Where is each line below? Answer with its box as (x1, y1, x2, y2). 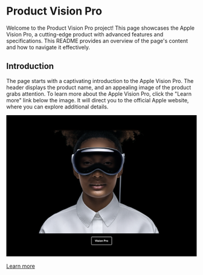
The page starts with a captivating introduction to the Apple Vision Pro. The (6, 77, 194, 84)
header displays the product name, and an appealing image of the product (6, 84, 192, 91)
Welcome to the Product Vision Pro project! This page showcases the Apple (6, 24, 195, 31)
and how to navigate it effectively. (6, 44, 91, 51)
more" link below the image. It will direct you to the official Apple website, (6, 96, 189, 104)
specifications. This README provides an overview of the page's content (6, 37, 188, 44)
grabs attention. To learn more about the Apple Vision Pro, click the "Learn (6, 90, 192, 98)
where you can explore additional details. (6, 103, 109, 110)
